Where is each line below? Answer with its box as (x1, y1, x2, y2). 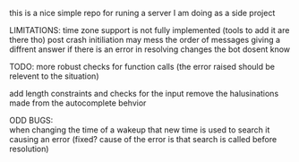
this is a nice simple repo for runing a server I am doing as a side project (9, 8, 276, 18)
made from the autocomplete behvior (9, 98, 147, 108)
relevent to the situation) (9, 71, 100, 81)
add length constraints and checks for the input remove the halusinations (9, 89, 279, 98)
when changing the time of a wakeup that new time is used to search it (9, 124, 270, 135)
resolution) (9, 143, 49, 154)
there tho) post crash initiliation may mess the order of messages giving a (9, 35, 280, 45)
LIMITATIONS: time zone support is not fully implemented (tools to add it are (9, 25, 290, 35)
